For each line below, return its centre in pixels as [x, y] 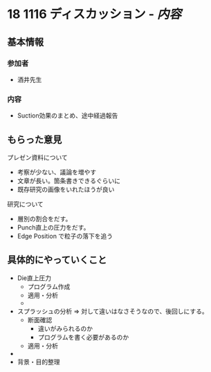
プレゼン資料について [37, 157]
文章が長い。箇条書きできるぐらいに [69, 180]
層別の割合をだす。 [44, 218]
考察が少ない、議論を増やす [57, 172]
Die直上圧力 [34, 278]
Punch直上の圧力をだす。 [53, 227]
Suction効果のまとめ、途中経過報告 [67, 115]
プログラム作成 [49, 286]
